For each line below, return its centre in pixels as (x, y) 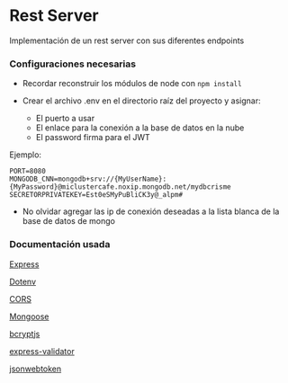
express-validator (42, 351)
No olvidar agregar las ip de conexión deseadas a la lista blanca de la (151, 211)
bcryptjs (25, 334)
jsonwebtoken (36, 369)
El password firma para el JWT (93, 138)
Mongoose (29, 316)
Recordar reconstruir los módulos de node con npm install (132, 84)
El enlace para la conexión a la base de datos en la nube (140, 128)
